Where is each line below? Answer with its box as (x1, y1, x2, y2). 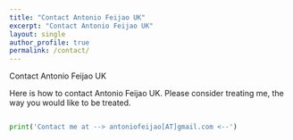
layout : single (9, 29, 66, 38)
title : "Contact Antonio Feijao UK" (9, 12, 146, 22)
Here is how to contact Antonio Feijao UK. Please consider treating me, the (9, 88, 284, 99)
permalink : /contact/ (9, 46, 90, 55)
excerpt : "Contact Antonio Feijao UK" (9, 21, 154, 30)
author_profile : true (9, 37, 90, 47)
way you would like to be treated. (9, 97, 131, 108)
